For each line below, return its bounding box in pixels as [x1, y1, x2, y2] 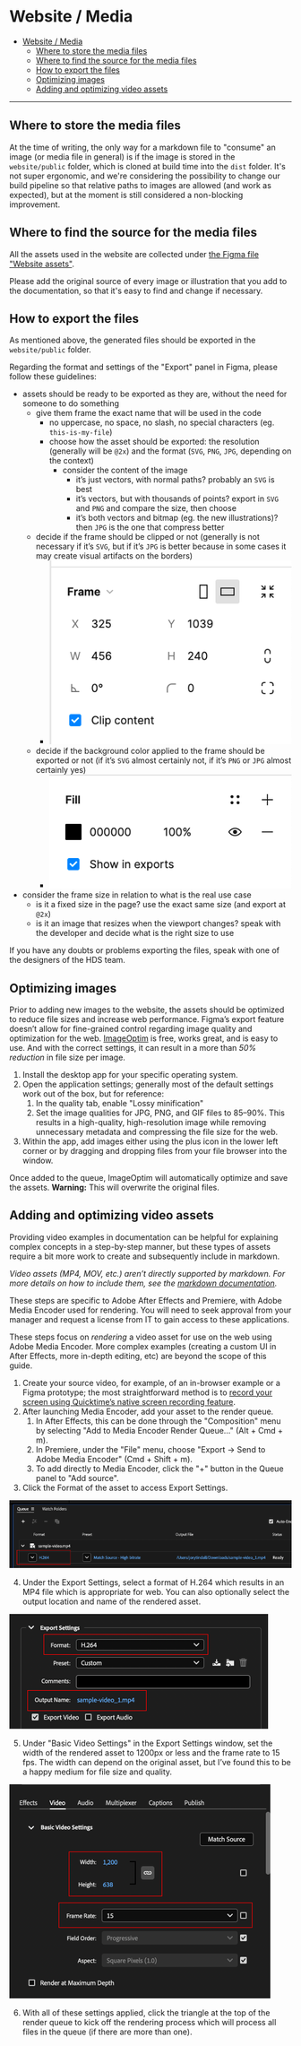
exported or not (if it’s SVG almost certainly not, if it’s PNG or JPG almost [35, 755, 292, 766]
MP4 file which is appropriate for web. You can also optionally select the [21, 1587, 289, 1598]
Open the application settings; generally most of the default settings [21, 1079, 274, 1089]
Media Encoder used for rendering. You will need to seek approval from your [9, 1305, 292, 1315]
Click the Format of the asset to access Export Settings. [21, 1482, 228, 1493]
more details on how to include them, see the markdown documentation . [9, 1278, 278, 1288]
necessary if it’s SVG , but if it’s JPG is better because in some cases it [35, 541, 287, 552]
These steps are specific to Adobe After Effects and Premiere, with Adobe [9, 1295, 282, 1305]
